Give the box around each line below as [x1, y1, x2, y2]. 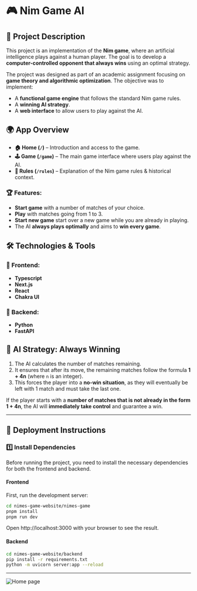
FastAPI [14, 328, 35, 335]
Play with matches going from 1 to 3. [14, 210, 103, 217]
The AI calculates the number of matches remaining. [14, 360, 142, 367]
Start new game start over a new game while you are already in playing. [14, 217, 189, 224]
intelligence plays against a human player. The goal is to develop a [6, 53, 167, 60]
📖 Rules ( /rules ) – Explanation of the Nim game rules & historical [14, 167, 171, 174]
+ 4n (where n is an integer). [14, 372, 84, 380]
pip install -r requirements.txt [6, 556, 88, 562]
